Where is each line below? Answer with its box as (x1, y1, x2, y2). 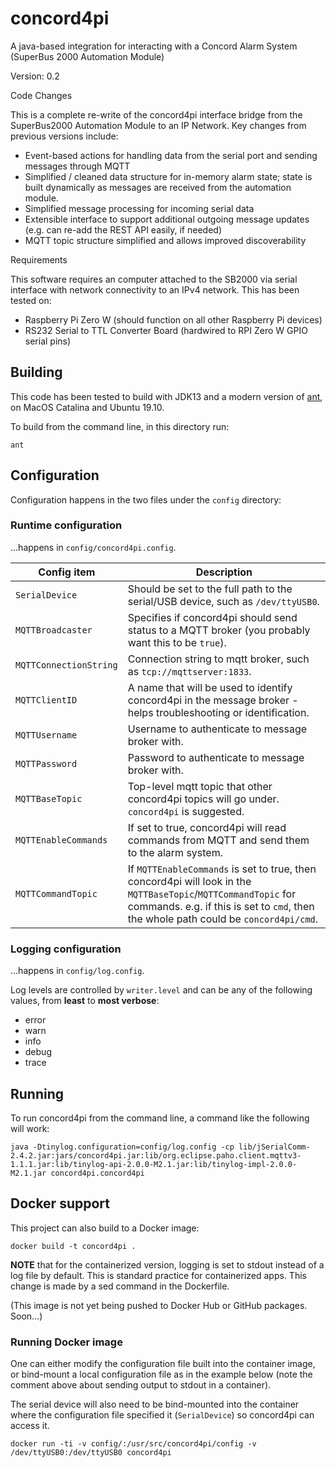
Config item (38, 565, 96, 579)
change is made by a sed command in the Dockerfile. (10, 1280, 230, 1292)
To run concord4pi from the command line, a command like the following (10, 1112, 310, 1124)
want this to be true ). (127, 635, 227, 649)
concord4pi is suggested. (127, 804, 245, 818)
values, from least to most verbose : (10, 995, 160, 1007)
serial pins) (24, 335, 72, 347)
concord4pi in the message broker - (127, 693, 299, 707)
